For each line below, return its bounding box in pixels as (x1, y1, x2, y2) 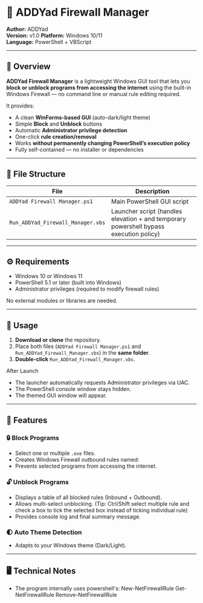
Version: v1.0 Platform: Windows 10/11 (6, 31, 103, 39)
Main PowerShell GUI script (111, 197, 189, 205)
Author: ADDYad (6, 25, 48, 33)
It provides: (6, 102, 34, 109)
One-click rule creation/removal (14, 133, 97, 140)
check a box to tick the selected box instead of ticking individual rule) (14, 507, 188, 514)
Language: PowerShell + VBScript (6, 38, 92, 45)
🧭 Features (6, 415, 48, 425)
